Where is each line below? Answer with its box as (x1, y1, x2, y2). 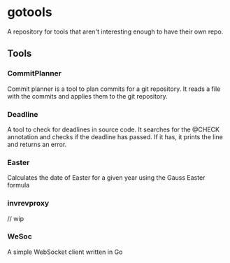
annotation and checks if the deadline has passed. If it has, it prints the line (7, 132, 224, 141)
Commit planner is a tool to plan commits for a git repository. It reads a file (7, 85, 221, 93)
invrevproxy (7, 199, 50, 208)
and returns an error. (7, 140, 67, 148)
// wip (7, 214, 24, 222)
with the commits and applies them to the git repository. (7, 92, 168, 100)
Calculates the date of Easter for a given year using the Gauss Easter (7, 173, 206, 182)
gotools (7, 4, 52, 20)
